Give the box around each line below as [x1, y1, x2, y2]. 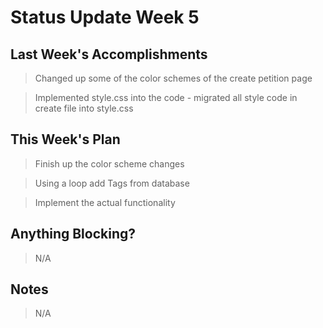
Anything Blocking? [10, 226, 137, 243]
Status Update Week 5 [10, 6, 200, 29]
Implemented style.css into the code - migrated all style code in [34, 92, 298, 103]
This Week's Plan [10, 131, 121, 148]
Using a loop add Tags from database [34, 177, 190, 189]
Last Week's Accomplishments [10, 46, 208, 63]
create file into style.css [34, 102, 134, 114]
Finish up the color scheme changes [34, 157, 185, 170]
